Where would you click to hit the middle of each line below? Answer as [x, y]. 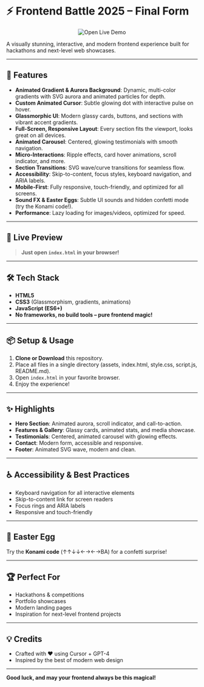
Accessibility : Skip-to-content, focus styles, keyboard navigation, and [103, 174]
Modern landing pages [43, 608]
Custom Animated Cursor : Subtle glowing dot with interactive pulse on [104, 103]
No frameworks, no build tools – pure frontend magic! [84, 315]
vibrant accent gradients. [46, 122]
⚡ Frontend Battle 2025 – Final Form [98, 11]
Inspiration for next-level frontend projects [68, 614]
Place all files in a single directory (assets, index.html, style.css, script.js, [106, 364]
